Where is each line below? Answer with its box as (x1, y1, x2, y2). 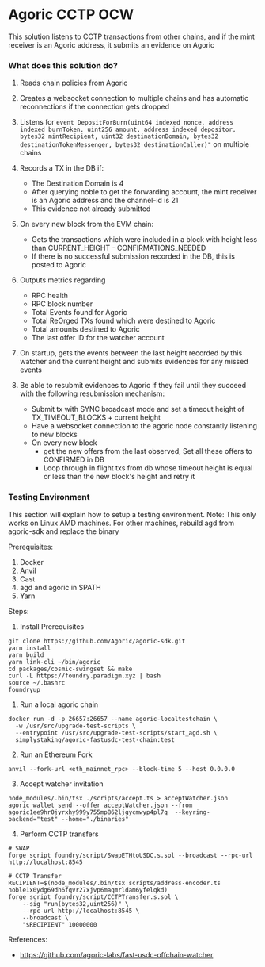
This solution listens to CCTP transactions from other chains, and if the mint (8, 32, 255, 41)
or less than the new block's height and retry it (43, 472, 195, 482)
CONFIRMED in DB (43, 455, 104, 465)
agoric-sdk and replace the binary (8, 526, 119, 536)
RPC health (31, 291, 69, 301)
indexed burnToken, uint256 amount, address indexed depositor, (19, 125, 237, 134)
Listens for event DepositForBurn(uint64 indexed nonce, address (19, 117, 234, 127)
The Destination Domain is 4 (31, 178, 124, 188)
